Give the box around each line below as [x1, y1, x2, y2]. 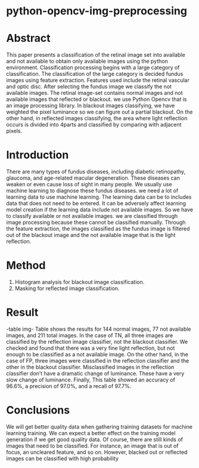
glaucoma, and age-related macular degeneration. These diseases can [6, 174, 181, 181]
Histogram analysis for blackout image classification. [14, 279, 145, 285]
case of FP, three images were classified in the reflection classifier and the [6, 357, 189, 364]
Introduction [6, 148, 69, 162]
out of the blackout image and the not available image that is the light [6, 232, 176, 239]
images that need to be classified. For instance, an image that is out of [6, 442, 179, 449]
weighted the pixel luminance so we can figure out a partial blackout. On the [6, 109, 193, 116]
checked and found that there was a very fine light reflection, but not [6, 344, 175, 352]
